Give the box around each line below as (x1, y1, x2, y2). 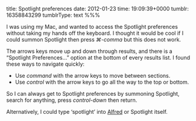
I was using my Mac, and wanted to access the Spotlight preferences (6, 23, 178, 30)
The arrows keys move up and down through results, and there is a (6, 48, 173, 55)
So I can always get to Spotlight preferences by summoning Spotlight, (6, 90, 180, 97)
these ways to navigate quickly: (6, 60, 85, 67)
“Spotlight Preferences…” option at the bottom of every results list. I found (6, 54, 191, 61)
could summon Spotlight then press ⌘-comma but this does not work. (6, 36, 182, 43)
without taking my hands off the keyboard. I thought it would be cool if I (6, 29, 184, 37)
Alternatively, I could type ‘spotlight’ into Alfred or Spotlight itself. (6, 108, 168, 115)
